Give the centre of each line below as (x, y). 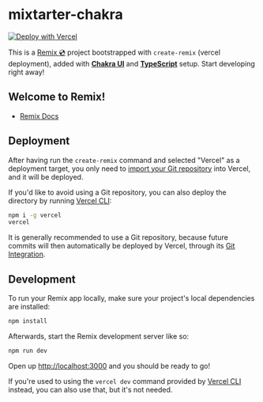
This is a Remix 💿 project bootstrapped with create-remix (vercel (115, 52)
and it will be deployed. (46, 176)
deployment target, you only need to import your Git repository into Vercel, (130, 169)
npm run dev (28, 351)
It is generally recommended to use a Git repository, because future (118, 237)
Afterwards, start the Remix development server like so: (99, 336)
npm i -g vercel (35, 215)
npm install (28, 321)
